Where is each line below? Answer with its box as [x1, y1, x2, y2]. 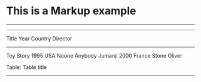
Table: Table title [6, 64, 47, 71]
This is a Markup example [6, 4, 136, 18]
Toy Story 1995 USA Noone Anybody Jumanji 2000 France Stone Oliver [6, 52, 182, 59]
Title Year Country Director [6, 34, 73, 42]
